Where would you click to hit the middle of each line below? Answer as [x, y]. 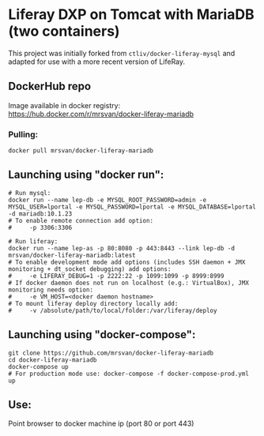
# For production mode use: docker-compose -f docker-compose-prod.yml [128, 374]
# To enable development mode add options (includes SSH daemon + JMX [127, 262]
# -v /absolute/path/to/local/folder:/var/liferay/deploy [113, 310]
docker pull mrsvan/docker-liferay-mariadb [81, 151]
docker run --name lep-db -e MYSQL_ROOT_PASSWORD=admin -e [107, 200]
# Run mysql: [30, 193]
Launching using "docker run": [86, 175]
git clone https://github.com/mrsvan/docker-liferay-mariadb [111, 353]
